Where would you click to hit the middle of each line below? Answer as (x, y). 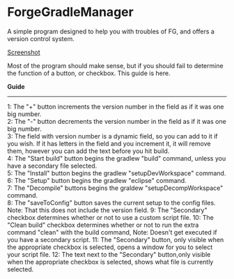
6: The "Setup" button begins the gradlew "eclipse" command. (97, 180)
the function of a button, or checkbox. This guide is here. (89, 73)
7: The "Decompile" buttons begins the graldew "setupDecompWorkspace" (115, 188)
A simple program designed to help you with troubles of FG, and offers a (111, 31)
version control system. (41, 38)
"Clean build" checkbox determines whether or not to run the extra (103, 225)
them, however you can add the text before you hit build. (88, 151)
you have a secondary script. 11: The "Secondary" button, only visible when (116, 239)
